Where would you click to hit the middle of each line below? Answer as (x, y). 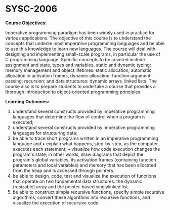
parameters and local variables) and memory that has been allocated (84, 165)
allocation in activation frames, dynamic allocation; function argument (78, 75)
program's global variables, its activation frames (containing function (84, 159)
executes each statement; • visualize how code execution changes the (86, 149)
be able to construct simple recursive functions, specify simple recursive (88, 192)
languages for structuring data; (45, 133)
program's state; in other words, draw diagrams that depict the (78, 154)
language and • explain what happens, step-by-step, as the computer (85, 143)
